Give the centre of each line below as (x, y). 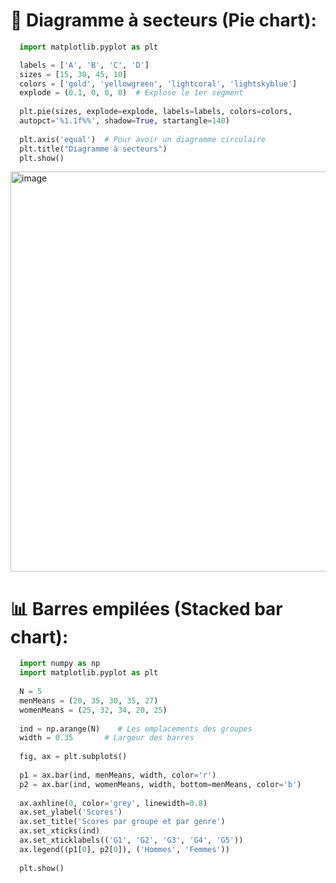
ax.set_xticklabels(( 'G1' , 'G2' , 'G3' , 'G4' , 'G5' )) (131, 840)
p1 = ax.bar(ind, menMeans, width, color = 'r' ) (118, 775)
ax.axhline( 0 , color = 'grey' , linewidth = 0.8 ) (113, 803)
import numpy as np (60, 664)
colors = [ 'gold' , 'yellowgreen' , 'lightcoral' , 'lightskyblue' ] (158, 84)
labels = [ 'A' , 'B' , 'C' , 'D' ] (84, 65)
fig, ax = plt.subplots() (73, 757)
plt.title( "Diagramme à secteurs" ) (93, 149)
